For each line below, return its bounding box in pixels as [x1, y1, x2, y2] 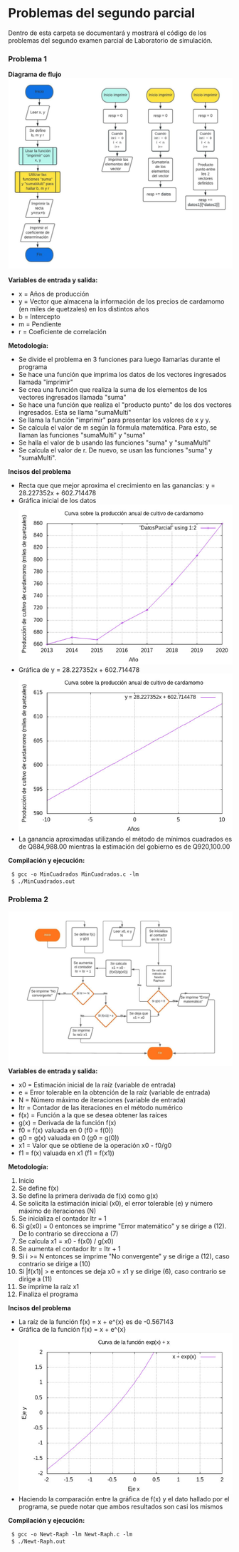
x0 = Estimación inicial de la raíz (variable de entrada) [18, 1081, 176, 1090]
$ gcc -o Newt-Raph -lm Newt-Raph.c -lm [11, 1531, 133, 1538]
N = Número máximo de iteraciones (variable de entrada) [18, 1096, 186, 1104]
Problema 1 [8, 53, 47, 63]
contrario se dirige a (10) [18, 1260, 91, 1268]
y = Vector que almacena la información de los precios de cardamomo [18, 297, 225, 306]
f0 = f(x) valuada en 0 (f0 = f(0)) [18, 1126, 114, 1134]
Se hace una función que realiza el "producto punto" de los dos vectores [18, 400, 232, 409]
